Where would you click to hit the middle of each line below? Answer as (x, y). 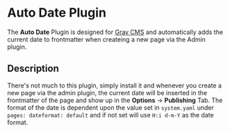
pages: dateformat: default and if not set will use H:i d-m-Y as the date (110, 115)
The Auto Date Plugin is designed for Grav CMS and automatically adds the (115, 32)
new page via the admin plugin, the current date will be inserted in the (107, 92)
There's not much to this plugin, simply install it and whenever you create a (115, 85)
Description (33, 68)
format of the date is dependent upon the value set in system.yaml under (110, 107)
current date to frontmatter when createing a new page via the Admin (107, 39)
